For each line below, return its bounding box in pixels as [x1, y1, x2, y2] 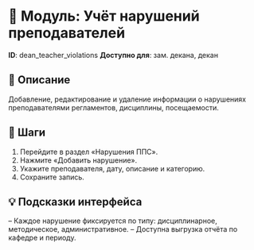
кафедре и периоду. [8, 233, 76, 243]
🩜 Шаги [8, 126, 46, 140]
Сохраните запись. [19, 172, 85, 182]
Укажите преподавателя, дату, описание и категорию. [19, 163, 205, 173]
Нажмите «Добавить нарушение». [19, 155, 138, 165]
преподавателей [8, 24, 126, 42]
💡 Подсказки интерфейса [8, 194, 143, 209]
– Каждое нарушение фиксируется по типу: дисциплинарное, [8, 216, 217, 225]
